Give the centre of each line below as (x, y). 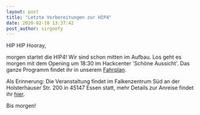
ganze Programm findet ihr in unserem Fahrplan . (66, 70)
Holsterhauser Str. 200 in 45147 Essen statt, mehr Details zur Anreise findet (100, 88)
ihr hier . (16, 94)
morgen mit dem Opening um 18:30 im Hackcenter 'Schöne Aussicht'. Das (98, 63)
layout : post (23, 12)
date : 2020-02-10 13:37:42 (40, 23)
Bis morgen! (21, 106)
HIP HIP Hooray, (26, 46)
